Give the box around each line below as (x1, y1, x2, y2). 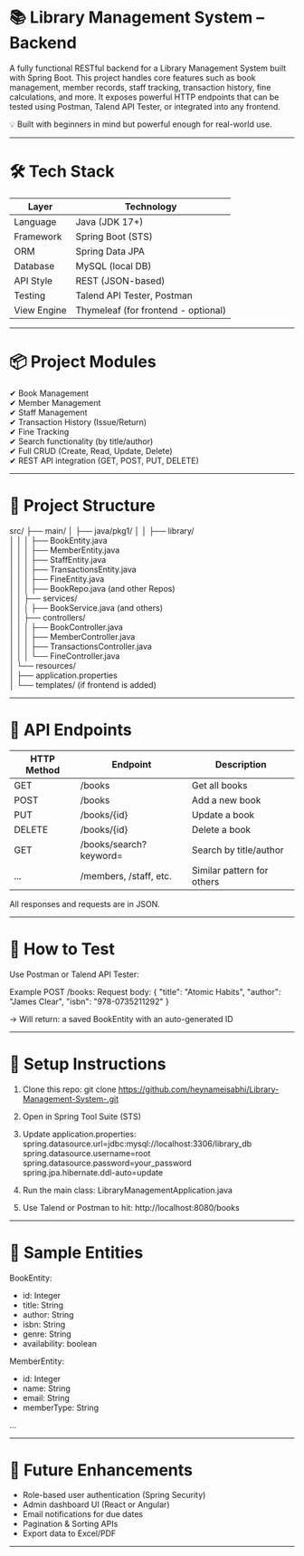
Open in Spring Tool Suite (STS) (22, 1111, 142, 1122)
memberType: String (22, 1402, 100, 1413)
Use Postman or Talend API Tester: (9, 969, 139, 980)
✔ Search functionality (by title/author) (9, 436, 154, 447)
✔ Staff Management (9, 407, 88, 418)
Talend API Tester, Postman (75, 289, 193, 302)
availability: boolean (22, 1338, 98, 1348)
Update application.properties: (22, 1128, 138, 1139)
